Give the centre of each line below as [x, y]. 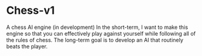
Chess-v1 [31, 11]
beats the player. [27, 46]
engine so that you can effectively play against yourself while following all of [101, 33]
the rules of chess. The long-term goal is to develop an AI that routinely [95, 40]
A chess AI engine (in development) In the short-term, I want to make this [97, 27]
